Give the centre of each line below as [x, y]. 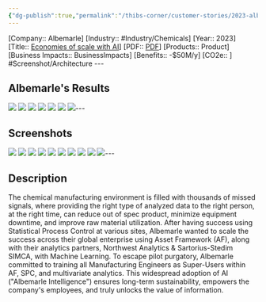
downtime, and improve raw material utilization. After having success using [131, 223]
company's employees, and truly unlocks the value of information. [116, 290]
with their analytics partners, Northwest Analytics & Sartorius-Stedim [121, 248]
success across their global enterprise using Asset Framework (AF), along [129, 239]
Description [38, 178]
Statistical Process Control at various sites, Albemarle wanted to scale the [129, 231]
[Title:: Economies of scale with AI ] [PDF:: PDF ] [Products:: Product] [119, 46]
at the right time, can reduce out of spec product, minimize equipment [123, 214]
